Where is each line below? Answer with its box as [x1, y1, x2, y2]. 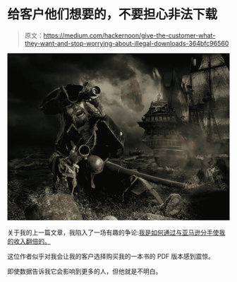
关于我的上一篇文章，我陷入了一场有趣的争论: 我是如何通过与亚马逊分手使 [7, 228, 220, 237]
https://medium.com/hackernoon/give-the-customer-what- [43, 31, 216, 40]
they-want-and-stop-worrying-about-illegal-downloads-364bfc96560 [24, 39, 229, 47]
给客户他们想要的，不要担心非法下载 [7, 6, 218, 23]
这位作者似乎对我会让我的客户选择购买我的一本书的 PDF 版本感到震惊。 [7, 252, 215, 260]
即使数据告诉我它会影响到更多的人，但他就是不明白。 [7, 266, 162, 276]
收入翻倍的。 [13, 237, 51, 245]
